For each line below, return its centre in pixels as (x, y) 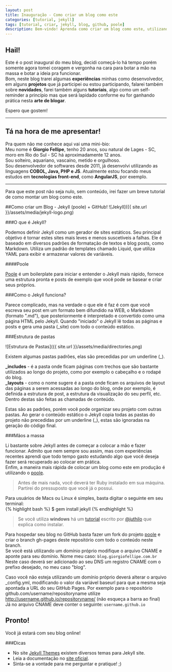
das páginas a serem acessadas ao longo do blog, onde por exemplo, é (81, 388)
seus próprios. (20, 285)
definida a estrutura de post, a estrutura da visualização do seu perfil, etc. (83, 394)
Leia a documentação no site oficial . (51, 658)
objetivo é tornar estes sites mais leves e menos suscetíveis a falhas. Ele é (84, 237)
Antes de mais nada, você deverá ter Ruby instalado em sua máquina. (91, 482)
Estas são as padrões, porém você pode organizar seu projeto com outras (83, 409)
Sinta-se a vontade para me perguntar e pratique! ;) (67, 664)
